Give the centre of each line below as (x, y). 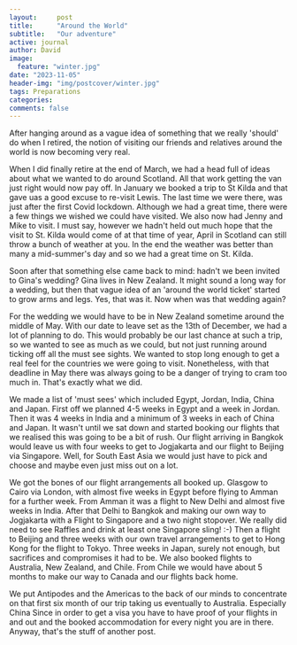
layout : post (41, 17)
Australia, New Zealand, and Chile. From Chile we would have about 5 (136, 567)
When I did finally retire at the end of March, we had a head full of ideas (140, 169)
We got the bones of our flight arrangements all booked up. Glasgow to (138, 483)
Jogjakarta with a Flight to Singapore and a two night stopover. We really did (148, 520)
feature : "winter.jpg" (59, 67)
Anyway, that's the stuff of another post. (83, 632)
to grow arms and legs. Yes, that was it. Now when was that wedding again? (148, 299)
